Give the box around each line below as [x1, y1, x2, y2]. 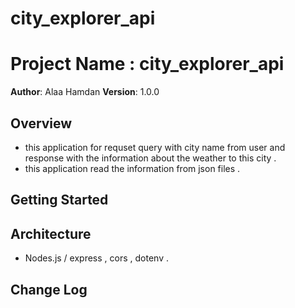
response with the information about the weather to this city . [24, 152, 277, 164]
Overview [10, 115, 73, 132]
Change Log [10, 281, 88, 298]
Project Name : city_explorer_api [10, 53, 285, 76]
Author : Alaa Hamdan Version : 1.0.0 [10, 86, 160, 98]
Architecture [10, 225, 92, 242]
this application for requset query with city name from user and [24, 141, 286, 153]
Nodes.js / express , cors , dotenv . [24, 252, 169, 264]
